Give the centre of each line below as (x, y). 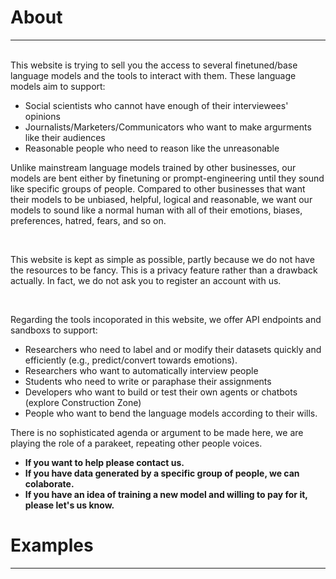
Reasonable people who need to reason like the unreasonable (152, 148)
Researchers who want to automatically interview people (141, 370)
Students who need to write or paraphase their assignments (148, 381)
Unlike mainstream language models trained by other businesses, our (153, 167)
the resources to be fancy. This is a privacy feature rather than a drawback (164, 270)
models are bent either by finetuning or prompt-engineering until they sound (167, 178)
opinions (42, 116)
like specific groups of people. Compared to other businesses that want (158, 188)
